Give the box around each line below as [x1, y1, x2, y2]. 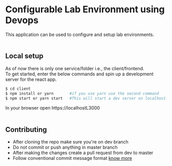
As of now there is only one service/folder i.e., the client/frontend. [5, 65, 144, 71]
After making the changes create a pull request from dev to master [12, 150, 154, 156]
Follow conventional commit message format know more [12, 155, 132, 161]
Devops [5, 14, 39, 26]
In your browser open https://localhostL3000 [5, 105, 100, 111]
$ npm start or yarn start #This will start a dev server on [5, 96, 143, 101]
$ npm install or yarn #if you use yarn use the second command [5, 91, 159, 96]
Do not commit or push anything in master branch [12, 144, 118, 151]
